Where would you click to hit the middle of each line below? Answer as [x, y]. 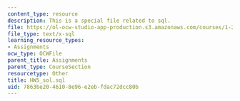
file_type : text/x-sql [41, 34]
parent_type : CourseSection [49, 67]
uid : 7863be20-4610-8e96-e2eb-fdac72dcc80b [73, 87]
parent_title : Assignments [47, 60]
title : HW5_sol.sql [36, 80]
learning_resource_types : [46, 41]
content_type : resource [43, 14]
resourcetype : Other [38, 73]
